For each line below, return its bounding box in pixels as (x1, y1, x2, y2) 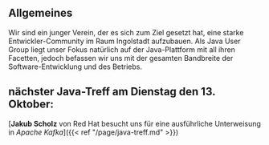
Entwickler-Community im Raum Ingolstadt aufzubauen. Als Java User (8, 36, 241, 46)
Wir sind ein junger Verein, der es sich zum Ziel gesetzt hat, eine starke (8, 27, 244, 37)
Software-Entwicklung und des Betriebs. (8, 62, 143, 71)
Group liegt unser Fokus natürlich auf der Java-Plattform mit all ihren (8, 44, 235, 54)
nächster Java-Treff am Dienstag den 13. (8, 85, 216, 99)
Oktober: (8, 98, 55, 111)
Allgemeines (8, 6, 73, 20)
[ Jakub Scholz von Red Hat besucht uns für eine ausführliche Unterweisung (8, 119, 261, 128)
